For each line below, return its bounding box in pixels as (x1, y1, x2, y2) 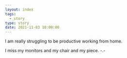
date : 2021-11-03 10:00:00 (5, 25, 60, 30)
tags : (5, 12, 16, 16)
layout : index (5, 7, 34, 12)
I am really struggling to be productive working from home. (5, 38, 123, 44)
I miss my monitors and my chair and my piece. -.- (5, 48, 106, 54)
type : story (5, 20, 29, 26)
